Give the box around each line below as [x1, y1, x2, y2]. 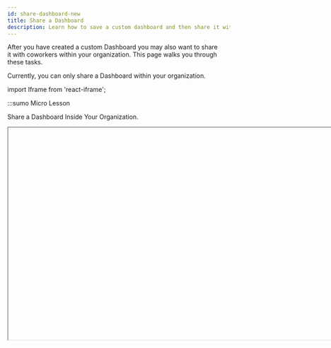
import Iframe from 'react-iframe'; [7, 86, 106, 94]
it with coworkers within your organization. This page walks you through [7, 50, 218, 59]
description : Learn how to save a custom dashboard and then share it [7, 23, 220, 30]
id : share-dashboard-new [7, 10, 81, 18]
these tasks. [7, 58, 43, 66]
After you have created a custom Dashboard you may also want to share [7, 43, 218, 52]
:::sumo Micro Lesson [7, 99, 71, 108]
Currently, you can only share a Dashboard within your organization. [7, 71, 207, 80]
